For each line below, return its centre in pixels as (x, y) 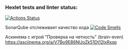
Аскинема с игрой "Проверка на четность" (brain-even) (64, 37)
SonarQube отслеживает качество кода (47, 27)
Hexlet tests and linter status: (41, 7)
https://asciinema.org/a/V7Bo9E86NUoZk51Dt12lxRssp (61, 42)
